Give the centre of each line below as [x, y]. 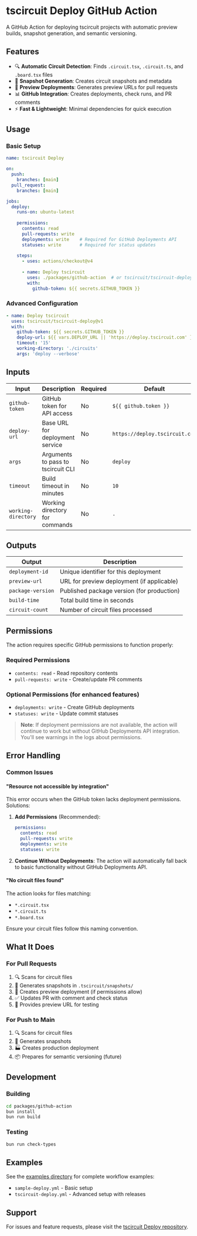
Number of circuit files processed [106, 610]
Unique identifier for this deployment [110, 572]
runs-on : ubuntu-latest [46, 212]
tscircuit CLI [58, 469]
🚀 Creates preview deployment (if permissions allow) [78, 991]
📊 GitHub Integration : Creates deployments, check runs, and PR [93, 94]
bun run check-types [31, 1144]
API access [57, 413]
